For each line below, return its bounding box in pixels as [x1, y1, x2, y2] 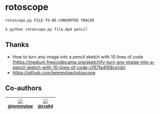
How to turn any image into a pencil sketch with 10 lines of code [12, 54, 143, 59]
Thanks [5, 41, 29, 49]
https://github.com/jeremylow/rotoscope [12, 69, 96, 75]
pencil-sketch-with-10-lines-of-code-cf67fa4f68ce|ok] [12, 64, 126, 70]
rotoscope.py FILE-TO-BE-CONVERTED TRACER [5, 18, 94, 23]
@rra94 [38, 104, 54, 109]
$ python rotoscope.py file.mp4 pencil [5, 27, 88, 32]
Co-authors [5, 84, 42, 92]
